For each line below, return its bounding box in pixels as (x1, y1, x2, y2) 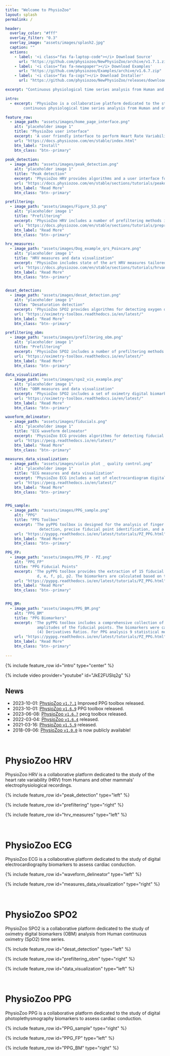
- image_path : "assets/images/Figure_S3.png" (10, 204, 108, 209)
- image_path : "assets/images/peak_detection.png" (10, 162, 119, 167)
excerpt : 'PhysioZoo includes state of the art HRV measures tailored (14, 260, 166, 265)
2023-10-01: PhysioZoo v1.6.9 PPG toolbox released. (12, 706, 124, 712)
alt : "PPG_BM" (14, 610, 44, 616)
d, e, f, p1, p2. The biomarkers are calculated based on (37, 573, 162, 578)
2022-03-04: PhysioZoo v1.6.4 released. (12, 716, 99, 722)
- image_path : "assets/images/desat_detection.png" (10, 293, 121, 298)
